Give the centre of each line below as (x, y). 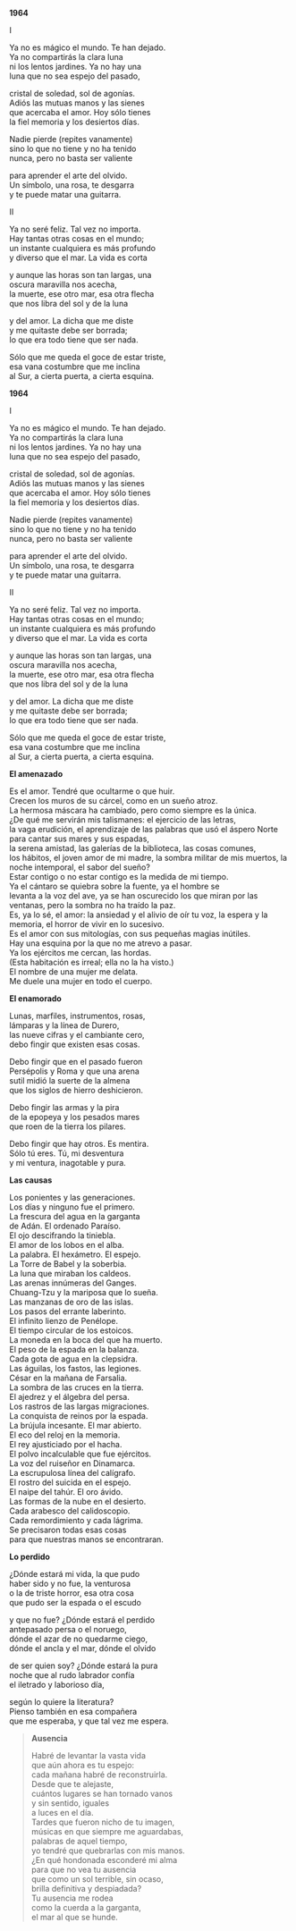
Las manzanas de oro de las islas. (72, 1302)
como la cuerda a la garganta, (86, 1907)
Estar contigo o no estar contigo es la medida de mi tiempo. (119, 877)
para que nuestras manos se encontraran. (86, 1539)
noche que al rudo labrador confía (72, 1675)
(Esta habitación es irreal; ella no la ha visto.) (92, 962)
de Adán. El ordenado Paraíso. (65, 1226)
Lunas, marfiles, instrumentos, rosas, (77, 1016)
